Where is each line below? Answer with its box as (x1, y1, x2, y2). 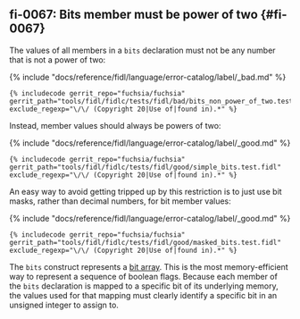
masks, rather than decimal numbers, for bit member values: (9, 196, 232, 206)
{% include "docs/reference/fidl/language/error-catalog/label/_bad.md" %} (9, 71, 287, 82)
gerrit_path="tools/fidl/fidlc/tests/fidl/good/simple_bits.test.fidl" (9, 163, 281, 172)
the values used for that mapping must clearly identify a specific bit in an (9, 290, 278, 300)
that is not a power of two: (9, 54, 106, 65)
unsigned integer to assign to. (9, 299, 119, 310)
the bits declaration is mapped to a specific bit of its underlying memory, (9, 281, 279, 291)
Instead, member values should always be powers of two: (9, 120, 221, 130)
